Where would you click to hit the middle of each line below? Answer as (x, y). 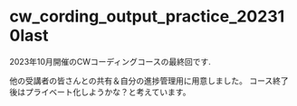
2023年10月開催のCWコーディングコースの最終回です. (110, 61)
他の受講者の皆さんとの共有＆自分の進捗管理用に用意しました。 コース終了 (149, 80)
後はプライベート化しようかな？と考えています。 (100, 92)
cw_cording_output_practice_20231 (147, 17)
